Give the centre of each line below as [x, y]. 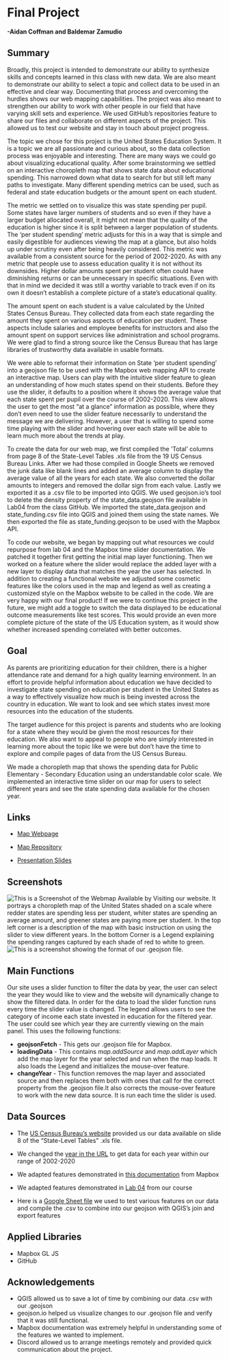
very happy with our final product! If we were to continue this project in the [112, 600]
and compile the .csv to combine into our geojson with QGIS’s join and [116, 1208]
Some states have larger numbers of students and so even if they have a [109, 212]
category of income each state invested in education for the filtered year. [110, 1016]
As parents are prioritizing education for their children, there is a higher [107, 667]
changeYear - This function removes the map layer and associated [111, 1073]
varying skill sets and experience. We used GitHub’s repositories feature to [112, 113]
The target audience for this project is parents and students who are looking [114, 725]
